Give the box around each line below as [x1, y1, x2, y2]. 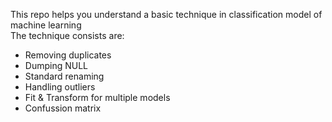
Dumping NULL [24, 60, 88, 71]
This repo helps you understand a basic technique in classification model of [10, 9, 323, 20]
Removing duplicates [24, 49, 112, 61]
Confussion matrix [24, 102, 102, 114]
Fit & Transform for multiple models [24, 92, 171, 103]
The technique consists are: [10, 30, 125, 41]
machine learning [10, 19, 82, 31]
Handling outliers [24, 81, 96, 93]
